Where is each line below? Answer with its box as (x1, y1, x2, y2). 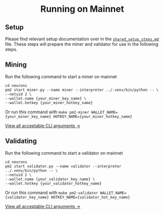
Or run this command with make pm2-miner (5, 109, 90, 115)
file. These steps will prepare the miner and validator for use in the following (5, 41, 159, 47)
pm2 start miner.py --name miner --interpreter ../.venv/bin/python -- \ (5, 87, 159, 92)
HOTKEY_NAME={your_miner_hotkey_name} (53, 114, 133, 119)
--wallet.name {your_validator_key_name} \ (5, 177, 95, 182)
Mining (5, 60, 27, 69)
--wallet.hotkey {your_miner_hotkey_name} (5, 100, 93, 105)
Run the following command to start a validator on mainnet (5, 150, 123, 156)
